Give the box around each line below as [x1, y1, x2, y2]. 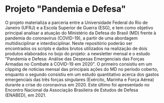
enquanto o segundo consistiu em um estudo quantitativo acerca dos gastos [5, 71, 160, 77]
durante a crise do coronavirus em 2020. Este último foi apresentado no [5, 82, 150, 87]
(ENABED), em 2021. [5, 92, 46, 98]
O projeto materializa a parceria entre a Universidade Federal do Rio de [5, 20, 148, 25]
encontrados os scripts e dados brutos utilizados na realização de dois [5, 45, 147, 51]
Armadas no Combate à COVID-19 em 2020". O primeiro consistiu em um [5, 61, 152, 67]
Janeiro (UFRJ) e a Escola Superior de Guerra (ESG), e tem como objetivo [5, 24, 154, 30]
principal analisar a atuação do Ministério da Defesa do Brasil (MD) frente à [5, 30, 156, 36]
